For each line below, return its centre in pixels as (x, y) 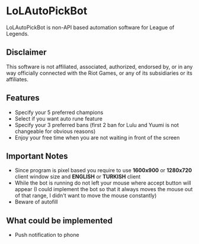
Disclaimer (26, 53)
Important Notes (37, 156)
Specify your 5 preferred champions (59, 112)
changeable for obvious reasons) (55, 131)
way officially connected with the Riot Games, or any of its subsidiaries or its (99, 73)
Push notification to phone (47, 235)
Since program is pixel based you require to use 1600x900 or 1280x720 (103, 170)
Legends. (18, 33)
